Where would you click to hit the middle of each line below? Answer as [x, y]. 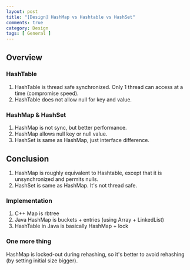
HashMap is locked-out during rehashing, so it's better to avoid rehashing [95, 254]
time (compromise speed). [46, 93]
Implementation [29, 200]
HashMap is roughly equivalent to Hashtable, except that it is [88, 173]
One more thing [29, 241]
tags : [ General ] [29, 34]
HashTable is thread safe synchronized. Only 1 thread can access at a [99, 87]
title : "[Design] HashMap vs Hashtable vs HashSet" [71, 17]
